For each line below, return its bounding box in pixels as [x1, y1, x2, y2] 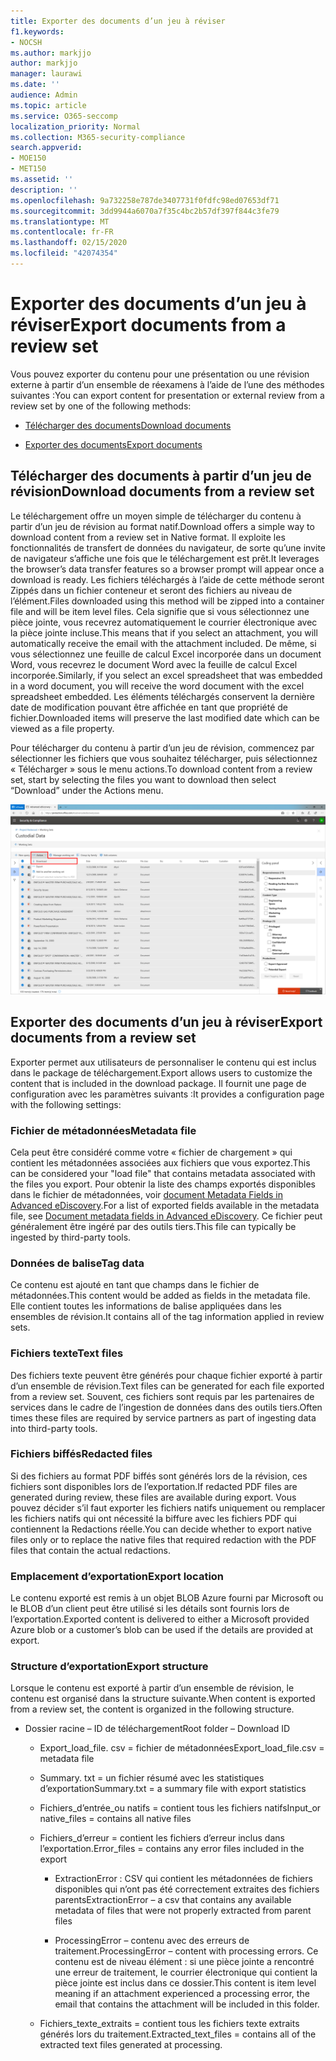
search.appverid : [10, 143, 83, 153]
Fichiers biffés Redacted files [10, 1447, 153, 1461]
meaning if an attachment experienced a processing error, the [54, 1988, 310, 2000]
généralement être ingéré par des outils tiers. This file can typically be [10, 1220, 297, 1232]
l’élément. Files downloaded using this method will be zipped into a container [10, 595, 325, 607]
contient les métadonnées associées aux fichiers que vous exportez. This [10, 1156, 311, 1169]
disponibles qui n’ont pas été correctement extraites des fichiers [54, 1883, 320, 1895]
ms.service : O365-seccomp [10, 111, 118, 121]
